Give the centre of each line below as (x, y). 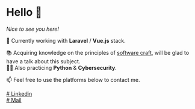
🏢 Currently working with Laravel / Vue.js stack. (66, 40)
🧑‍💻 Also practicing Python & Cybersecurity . (62, 67)
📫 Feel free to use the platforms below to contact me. (73, 79)
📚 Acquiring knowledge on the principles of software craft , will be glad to (98, 52)
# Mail (14, 100)
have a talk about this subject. (43, 61)
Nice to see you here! (32, 29)
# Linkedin (19, 93)
